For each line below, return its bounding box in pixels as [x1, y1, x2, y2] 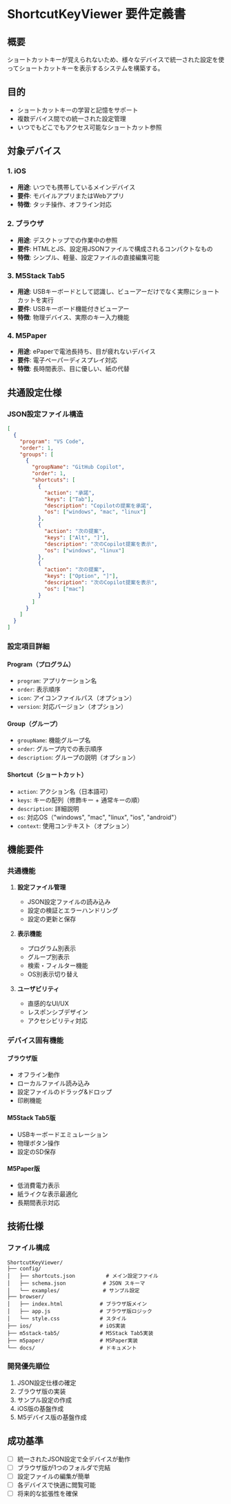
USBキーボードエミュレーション [17, 1130, 108, 1139]
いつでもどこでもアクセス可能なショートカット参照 [17, 123, 162, 131]
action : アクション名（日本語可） [17, 787, 112, 795]
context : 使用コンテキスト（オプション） [17, 821, 133, 830]
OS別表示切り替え [27, 970, 79, 979]
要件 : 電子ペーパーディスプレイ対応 [17, 356, 117, 364]
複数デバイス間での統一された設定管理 [17, 114, 126, 123]
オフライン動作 [17, 1070, 60, 1079]
